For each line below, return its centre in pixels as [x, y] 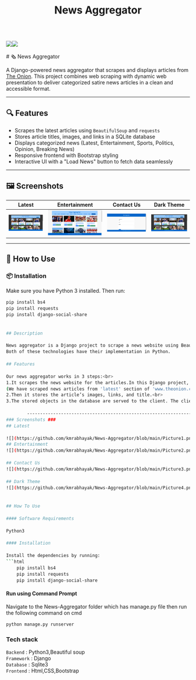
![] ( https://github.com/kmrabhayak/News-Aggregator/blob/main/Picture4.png [100, 488]
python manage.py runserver [40, 624]
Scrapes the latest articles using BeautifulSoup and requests [87, 130]
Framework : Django [29, 658]
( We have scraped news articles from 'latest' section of [78, 389]
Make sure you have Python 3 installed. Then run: [66, 291]
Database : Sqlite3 [27, 664]
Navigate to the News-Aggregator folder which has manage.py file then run [97, 606]
